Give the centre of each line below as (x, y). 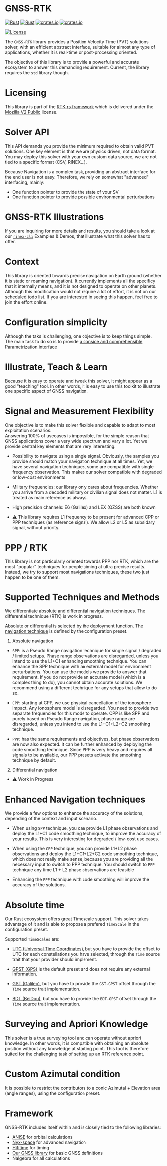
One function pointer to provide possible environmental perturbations (83, 197)
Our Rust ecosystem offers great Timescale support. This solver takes (77, 919)
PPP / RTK (26, 547)
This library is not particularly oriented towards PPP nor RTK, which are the (82, 561)
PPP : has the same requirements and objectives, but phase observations (86, 739)
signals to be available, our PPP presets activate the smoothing (77, 755)
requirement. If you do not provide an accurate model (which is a (79, 677)
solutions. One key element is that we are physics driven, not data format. (81, 151)
